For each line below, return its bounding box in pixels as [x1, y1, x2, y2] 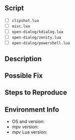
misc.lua [11, 23, 30, 29]
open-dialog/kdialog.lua [11, 29, 64, 34]
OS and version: [11, 119, 45, 125]
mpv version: [11, 124, 39, 130]
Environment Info [4, 105, 59, 114]
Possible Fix [4, 71, 43, 80]
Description [4, 54, 42, 63]
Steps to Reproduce [4, 88, 68, 97]
